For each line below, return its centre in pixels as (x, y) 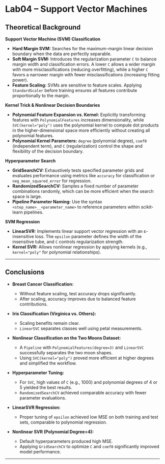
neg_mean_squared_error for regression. (52, 181)
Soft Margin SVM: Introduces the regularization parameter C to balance (84, 59)
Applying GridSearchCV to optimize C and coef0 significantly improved (89, 446)
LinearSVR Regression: (36, 407)
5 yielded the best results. (46, 387)
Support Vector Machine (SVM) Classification (53, 39)
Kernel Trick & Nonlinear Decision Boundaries (53, 105)
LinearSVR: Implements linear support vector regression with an (77, 231)
